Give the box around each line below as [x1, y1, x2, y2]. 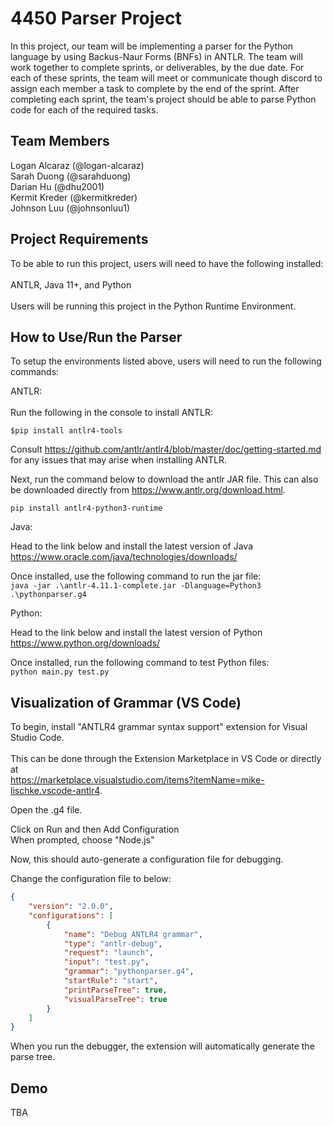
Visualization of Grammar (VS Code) [10, 694, 242, 711]
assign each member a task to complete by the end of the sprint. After [10, 82, 300, 94]
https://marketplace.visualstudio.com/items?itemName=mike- [10, 774, 265, 786]
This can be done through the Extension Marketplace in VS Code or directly [10, 753, 322, 765]
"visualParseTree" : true [63, 994, 168, 1004]
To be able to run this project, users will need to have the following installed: [10, 257, 324, 269]
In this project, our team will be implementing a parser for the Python [10, 40, 294, 52]
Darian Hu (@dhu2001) [10, 180, 105, 192]
